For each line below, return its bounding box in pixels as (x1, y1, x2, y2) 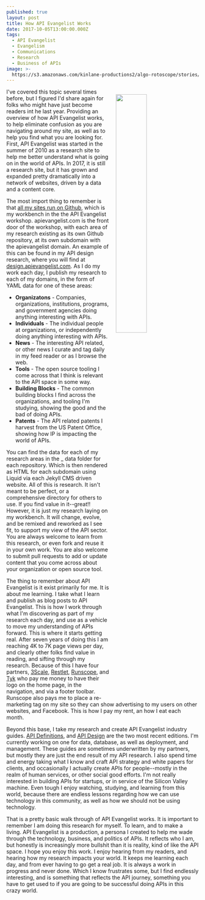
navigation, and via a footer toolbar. (6, 688, 96, 695)
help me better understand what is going (6, 153, 109, 161)
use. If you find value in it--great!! (6, 501, 91, 508)
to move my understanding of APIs (6, 623, 93, 630)
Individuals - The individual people (15, 320, 104, 327)
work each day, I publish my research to (6, 269, 107, 276)
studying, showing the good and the (15, 404, 106, 411)
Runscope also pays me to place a (6, 695, 93, 702)
